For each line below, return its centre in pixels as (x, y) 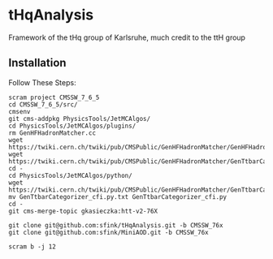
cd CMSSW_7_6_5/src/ (43, 104)
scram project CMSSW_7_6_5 (54, 97)
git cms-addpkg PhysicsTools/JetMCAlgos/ (80, 119)
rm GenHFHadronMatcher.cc (52, 133)
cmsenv (19, 111)
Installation (37, 63)
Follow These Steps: (42, 82)
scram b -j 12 (32, 246)
